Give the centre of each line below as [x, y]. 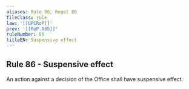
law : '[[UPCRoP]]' [29, 23]
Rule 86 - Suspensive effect [60, 64]
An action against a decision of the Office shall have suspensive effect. [95, 79]
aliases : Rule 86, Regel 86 [42, 12]
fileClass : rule [27, 18]
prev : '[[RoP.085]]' [32, 29]
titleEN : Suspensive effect [42, 40]
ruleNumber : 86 [25, 35]
